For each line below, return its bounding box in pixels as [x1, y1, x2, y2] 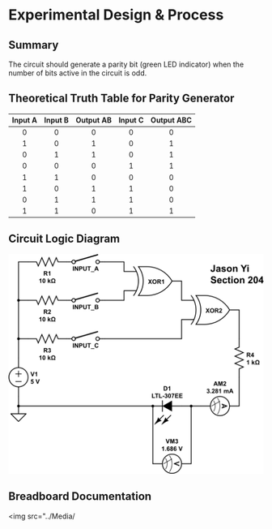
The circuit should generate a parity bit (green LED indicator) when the [8, 59, 244, 69]
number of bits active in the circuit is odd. [8, 68, 147, 78]
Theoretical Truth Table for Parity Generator [8, 92, 235, 105]
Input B [44, 115, 69, 125]
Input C [118, 115, 144, 125]
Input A [11, 115, 38, 125]
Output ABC [151, 115, 193, 125]
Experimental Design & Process [8, 6, 224, 24]
